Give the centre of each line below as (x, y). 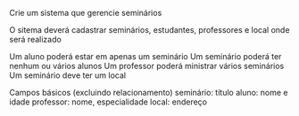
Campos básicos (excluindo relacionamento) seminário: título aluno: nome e (149, 93)
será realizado (36, 39)
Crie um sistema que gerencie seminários (86, 13)
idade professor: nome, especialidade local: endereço (108, 102)
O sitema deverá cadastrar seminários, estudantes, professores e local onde (149, 30)
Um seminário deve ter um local (68, 75)
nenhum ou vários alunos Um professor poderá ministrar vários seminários (147, 66)
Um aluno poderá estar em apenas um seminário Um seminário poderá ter (145, 56)
